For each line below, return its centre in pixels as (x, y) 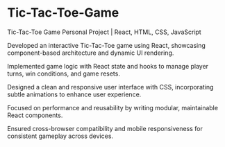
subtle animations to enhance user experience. (74, 94)
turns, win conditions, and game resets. (64, 73)
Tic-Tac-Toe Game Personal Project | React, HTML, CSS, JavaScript (104, 32)
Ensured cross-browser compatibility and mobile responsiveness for (105, 128)
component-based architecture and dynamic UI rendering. (91, 53)
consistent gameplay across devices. (60, 136)
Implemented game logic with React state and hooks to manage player (108, 66)
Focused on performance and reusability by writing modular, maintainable (113, 107)
